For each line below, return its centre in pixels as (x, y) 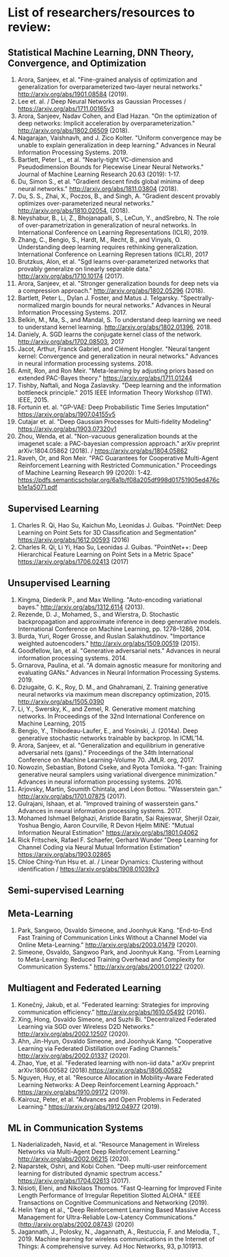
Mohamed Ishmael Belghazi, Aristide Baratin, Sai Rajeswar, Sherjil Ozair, (119, 818)
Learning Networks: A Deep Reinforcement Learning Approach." (108, 1084)
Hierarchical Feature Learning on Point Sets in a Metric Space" (106, 554)
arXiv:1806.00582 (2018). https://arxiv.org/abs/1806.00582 (100, 1070)
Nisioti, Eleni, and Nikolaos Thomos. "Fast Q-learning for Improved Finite (120, 1188)
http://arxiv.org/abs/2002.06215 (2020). (74, 1159)
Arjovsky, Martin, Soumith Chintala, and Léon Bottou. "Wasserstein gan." (120, 788)
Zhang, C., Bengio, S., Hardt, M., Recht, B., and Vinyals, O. (99, 240)
